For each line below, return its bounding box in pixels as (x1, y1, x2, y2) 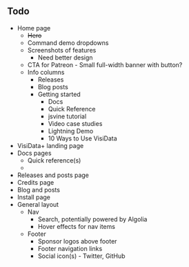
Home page (17, 24, 51, 32)
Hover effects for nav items (37, 222, 116, 230)
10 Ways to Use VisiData (48, 134, 117, 142)
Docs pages (17, 149, 52, 157)
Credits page (17, 178, 54, 186)
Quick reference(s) (27, 156, 81, 165)
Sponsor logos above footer (37, 237, 117, 245)
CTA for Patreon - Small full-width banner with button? (27, 60, 183, 68)
